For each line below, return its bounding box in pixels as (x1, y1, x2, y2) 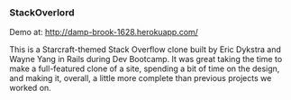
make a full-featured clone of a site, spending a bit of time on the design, (9, 63, 280, 74)
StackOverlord (9, 6, 75, 19)
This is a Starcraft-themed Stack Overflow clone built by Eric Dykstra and (9, 44, 282, 55)
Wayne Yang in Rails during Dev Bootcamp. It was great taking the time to (9, 54, 283, 65)
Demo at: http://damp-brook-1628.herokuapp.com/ (9, 27, 198, 38)
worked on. (9, 83, 51, 94)
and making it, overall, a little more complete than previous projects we (9, 73, 272, 84)
